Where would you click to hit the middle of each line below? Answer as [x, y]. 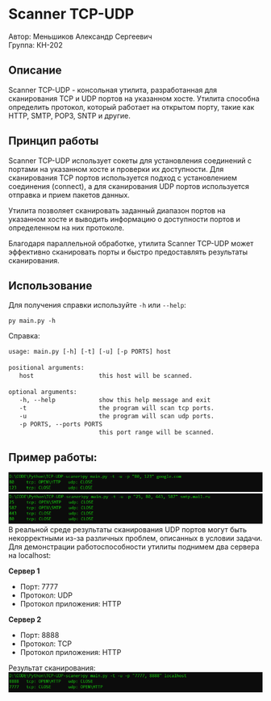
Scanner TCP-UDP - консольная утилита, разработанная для [113, 90]
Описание [35, 71]
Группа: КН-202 [35, 44]
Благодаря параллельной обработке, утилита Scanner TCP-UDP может [131, 243]
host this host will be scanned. [106, 376]
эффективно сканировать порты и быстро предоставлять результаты [128, 252]
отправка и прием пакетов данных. [69, 195]
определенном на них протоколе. [67, 228]
